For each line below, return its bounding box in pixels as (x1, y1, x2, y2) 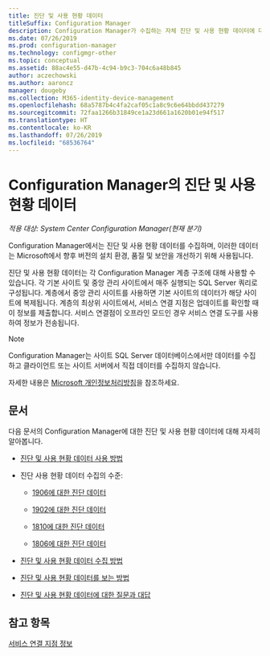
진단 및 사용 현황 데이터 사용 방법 (19, 454, 123, 463)
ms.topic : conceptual (8, 57, 81, 65)
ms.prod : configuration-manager (8, 42, 117, 50)
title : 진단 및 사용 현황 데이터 (8, 11, 104, 20)
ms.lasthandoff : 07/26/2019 (8, 131, 103, 139)
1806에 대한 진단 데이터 (31, 539, 107, 548)
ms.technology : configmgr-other (8, 49, 117, 57)
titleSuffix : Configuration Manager (8, 19, 131, 27)
